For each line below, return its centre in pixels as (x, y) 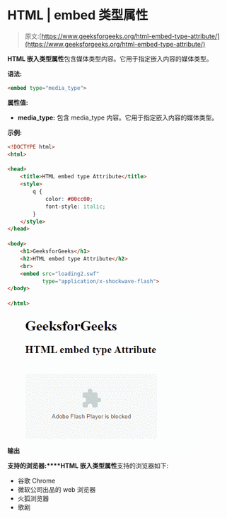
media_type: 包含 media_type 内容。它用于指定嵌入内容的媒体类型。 (117, 117)
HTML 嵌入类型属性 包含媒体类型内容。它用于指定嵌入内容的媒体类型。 (110, 59)
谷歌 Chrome (36, 481)
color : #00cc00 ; (69, 199)
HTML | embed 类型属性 (78, 15)
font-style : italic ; (75, 207)
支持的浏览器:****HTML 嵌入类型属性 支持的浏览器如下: (88, 466)
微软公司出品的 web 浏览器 (57, 490)
